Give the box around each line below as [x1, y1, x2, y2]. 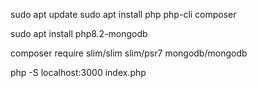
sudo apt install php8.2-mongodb [10, 28, 148, 39]
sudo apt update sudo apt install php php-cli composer [10, 9, 237, 20]
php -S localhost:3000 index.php [10, 67, 147, 78]
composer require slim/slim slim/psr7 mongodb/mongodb [10, 47, 248, 59]
